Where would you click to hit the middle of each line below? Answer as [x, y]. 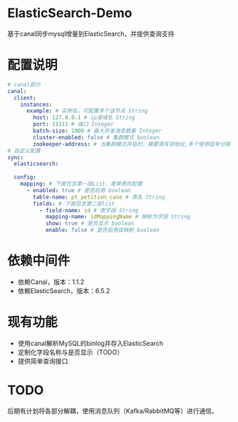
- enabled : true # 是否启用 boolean [78, 190]
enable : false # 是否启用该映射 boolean [102, 230]
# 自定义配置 [24, 151]
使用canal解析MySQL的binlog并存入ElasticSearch [90, 343]
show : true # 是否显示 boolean [89, 223]
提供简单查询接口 [43, 361]
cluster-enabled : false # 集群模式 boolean [97, 137]
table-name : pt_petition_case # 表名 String [99, 197]
